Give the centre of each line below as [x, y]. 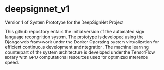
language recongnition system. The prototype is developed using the [74, 37]
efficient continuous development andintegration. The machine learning [77, 47]
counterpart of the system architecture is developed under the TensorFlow [80, 52]
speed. [12, 62]
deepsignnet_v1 [37, 9]
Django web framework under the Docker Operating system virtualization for [82, 42]
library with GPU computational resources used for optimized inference [77, 57]
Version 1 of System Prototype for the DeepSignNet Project [64, 22]
